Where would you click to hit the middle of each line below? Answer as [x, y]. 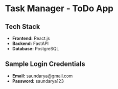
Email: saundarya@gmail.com [42, 76]
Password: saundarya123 [38, 81]
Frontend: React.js [31, 38]
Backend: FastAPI [30, 44]
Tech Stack [23, 27]
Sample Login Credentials [45, 64]
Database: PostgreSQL [35, 49]
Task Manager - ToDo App [59, 9]
